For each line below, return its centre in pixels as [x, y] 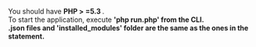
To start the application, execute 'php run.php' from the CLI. [106, 20]
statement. [27, 36]
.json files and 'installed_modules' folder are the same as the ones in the [128, 28]
